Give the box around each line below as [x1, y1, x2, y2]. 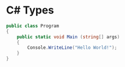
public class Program [6, 23, 60, 29]
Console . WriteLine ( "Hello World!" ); [27, 45, 117, 51]
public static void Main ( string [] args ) [17, 33, 120, 40]
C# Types [6, 4, 54, 17]
